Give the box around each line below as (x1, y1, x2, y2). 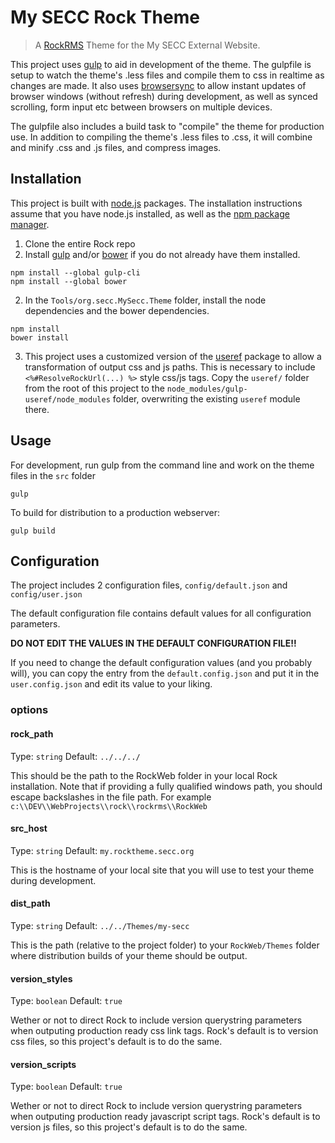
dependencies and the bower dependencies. (24, 304, 210, 316)
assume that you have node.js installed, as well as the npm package (10, 207, 290, 220)
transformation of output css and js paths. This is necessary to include (24, 361, 316, 373)
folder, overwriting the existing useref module (112, 392, 301, 405)
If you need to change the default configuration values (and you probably (10, 657, 313, 669)
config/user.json (10, 590, 83, 600)
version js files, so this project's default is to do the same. (10, 1121, 248, 1133)
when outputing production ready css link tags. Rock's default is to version (10, 1025, 319, 1037)
